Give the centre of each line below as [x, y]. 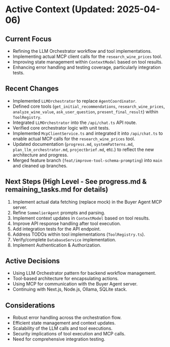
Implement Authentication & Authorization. [57, 245]
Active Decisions [32, 261]
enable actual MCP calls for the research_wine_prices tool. [74, 139]
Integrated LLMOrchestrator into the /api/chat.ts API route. [75, 122]
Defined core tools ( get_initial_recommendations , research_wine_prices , [89, 106]
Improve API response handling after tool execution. [67, 223]
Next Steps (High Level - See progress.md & [76, 182]
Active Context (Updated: [60, 9]
